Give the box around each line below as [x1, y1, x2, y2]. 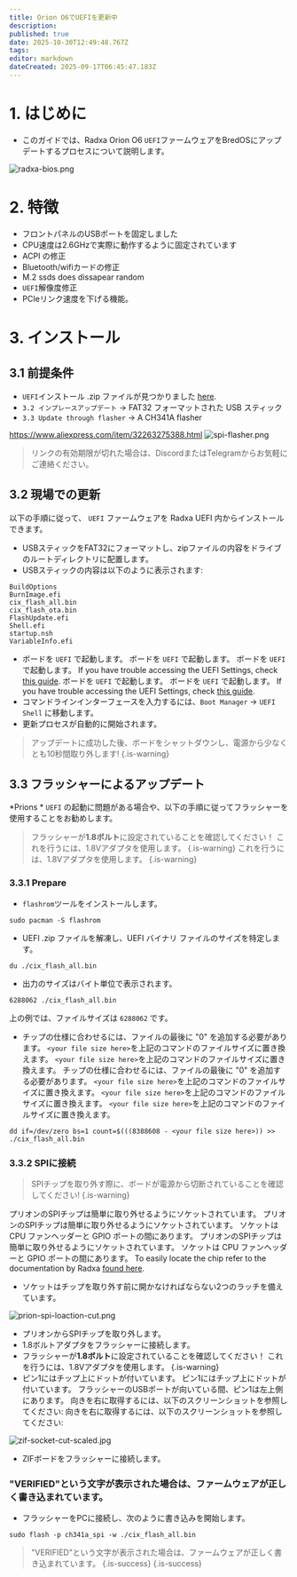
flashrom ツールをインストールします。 [21, 898, 162, 908]
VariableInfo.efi [9, 637, 74, 646]
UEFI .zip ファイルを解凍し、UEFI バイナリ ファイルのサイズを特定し [21, 932, 273, 943]
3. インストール [9, 328, 121, 347]
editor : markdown [9, 54, 74, 63]
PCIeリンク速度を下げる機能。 [21, 293, 133, 304]
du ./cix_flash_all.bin [9, 961, 98, 971]
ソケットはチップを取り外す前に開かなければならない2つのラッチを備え [21, 1280, 284, 1292]
